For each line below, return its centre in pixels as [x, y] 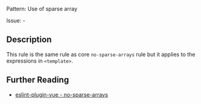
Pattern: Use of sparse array [42, 9]
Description [29, 40]
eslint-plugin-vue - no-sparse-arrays [62, 94]
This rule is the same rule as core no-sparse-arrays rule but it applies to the [101, 54]
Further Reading [38, 80]
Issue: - [16, 20]
